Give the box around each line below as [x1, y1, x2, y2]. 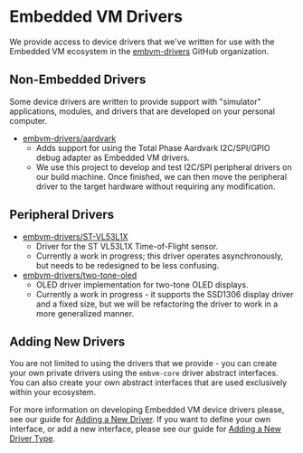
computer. [9, 115, 48, 126]
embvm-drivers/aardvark [22, 133, 117, 144]
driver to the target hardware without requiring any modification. [35, 181, 276, 192]
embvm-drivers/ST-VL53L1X [22, 231, 128, 241]
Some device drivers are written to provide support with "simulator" [9, 96, 261, 107]
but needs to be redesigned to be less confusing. [35, 260, 220, 270]
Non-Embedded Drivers [9, 72, 147, 88]
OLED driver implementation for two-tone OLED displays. [35, 278, 249, 290]
